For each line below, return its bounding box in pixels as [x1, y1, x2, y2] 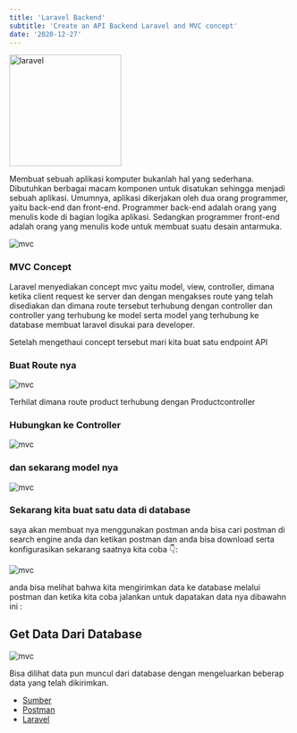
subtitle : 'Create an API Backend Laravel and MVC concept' [9, 21, 239, 30]
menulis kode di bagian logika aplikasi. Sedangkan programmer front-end [9, 212, 280, 223]
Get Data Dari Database [9, 627, 143, 642]
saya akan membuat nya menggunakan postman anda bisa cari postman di [9, 524, 285, 535]
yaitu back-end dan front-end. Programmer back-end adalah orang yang [9, 202, 277, 213]
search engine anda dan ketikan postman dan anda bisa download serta [9, 534, 275, 544]
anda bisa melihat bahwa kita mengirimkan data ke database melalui [9, 582, 261, 593]
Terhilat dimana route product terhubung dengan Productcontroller [9, 396, 256, 407]
